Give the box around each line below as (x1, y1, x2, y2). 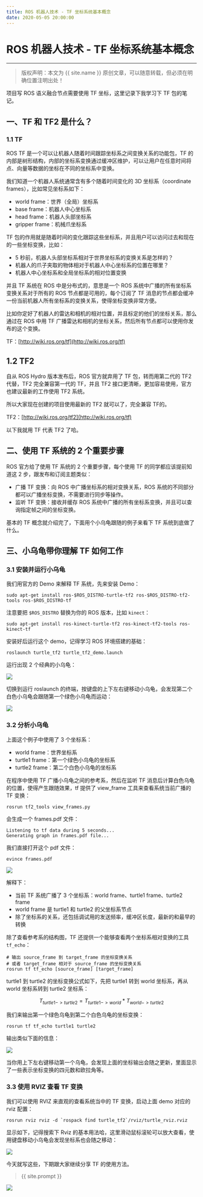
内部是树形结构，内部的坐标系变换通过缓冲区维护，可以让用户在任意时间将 (6, 157, 192, 165)
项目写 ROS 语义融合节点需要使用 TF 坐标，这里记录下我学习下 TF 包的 (6, 90, 182, 97)
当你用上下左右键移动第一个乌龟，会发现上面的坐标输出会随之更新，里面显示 (6, 1058, 197, 1066)
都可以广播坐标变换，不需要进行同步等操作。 (14, 491, 127, 498)
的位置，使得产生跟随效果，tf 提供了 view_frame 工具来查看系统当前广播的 (6, 784, 192, 791)
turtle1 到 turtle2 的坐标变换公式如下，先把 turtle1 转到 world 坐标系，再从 (6, 977, 188, 985)
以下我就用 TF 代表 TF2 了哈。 (6, 426, 82, 433)
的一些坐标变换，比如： (6, 241, 65, 249)
